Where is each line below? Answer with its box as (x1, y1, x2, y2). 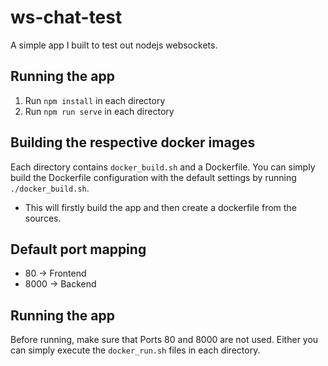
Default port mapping (10, 241, 147, 258)
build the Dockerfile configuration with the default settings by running (10, 171, 297, 183)
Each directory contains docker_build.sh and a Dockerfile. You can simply (10, 161, 316, 173)
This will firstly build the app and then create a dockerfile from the (24, 201, 297, 213)
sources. (24, 212, 62, 224)
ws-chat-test (10, 6, 123, 29)
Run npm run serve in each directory (24, 105, 175, 117)
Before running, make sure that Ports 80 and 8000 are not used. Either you (10, 334, 319, 346)
